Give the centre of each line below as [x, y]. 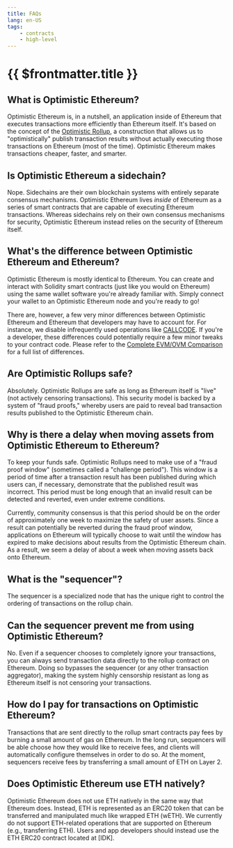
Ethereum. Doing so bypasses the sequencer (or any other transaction [108, 668]
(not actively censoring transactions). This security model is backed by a [111, 397]
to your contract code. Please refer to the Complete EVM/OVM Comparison [115, 344]
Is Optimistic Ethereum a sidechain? [87, 175]
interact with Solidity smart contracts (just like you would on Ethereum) [109, 286]
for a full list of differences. [46, 351]
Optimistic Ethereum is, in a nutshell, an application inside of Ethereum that [114, 116]
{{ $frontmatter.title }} [73, 74]
